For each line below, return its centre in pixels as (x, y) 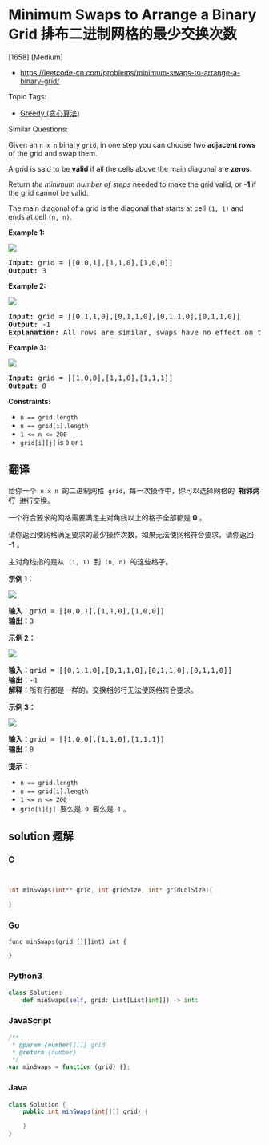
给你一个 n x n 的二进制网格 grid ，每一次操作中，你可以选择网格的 (122, 490)
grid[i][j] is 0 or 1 (52, 442)
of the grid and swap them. (53, 153)
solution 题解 (41, 837)
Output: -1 (30, 324)
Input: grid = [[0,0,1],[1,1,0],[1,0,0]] (91, 263)
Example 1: (27, 232)
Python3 (25, 976)
